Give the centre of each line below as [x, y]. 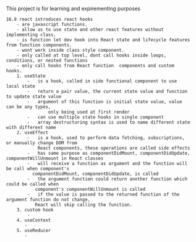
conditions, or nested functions [47, 61]
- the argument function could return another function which [107, 179]
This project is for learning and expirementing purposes [73, 9]
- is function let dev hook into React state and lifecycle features [104, 40]
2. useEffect [33, 132]
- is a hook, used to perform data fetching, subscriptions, [106, 138]
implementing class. [31, 35]
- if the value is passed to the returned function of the [104, 194]
